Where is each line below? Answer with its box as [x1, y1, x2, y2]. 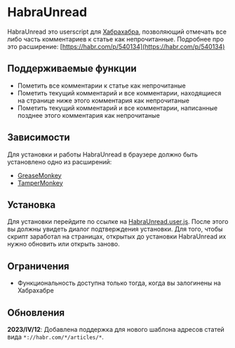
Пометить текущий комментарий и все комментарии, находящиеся [17, 88, 222, 97]
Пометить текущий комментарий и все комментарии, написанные [17, 103, 218, 112]
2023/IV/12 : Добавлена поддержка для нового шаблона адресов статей [7, 326, 224, 333]
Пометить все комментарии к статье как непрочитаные [17, 81, 186, 90]
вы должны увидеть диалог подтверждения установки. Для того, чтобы [7, 225, 223, 234]
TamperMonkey [17, 178, 63, 187]
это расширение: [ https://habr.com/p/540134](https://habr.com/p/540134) [7, 42, 225, 51]
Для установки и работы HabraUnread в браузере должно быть [7, 150, 199, 159]
